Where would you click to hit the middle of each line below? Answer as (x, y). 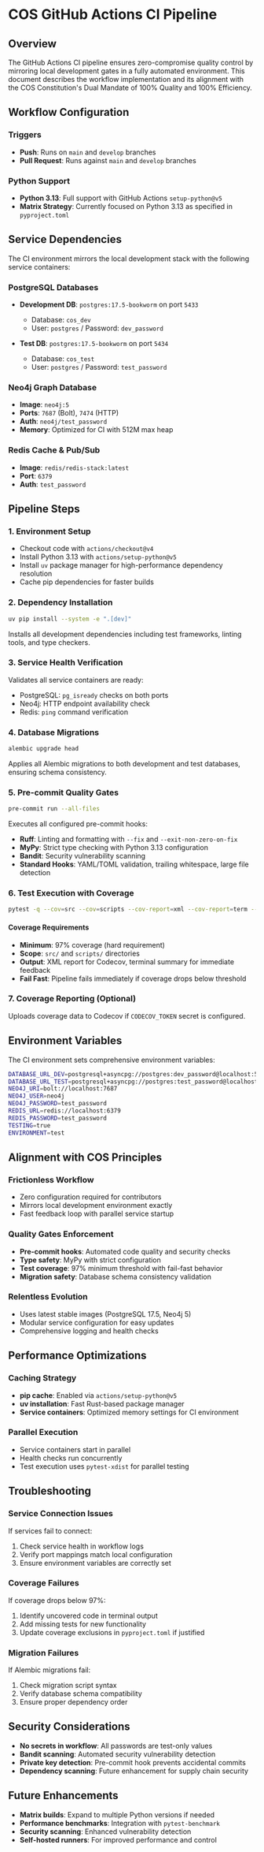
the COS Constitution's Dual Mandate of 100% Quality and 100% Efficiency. (130, 88)
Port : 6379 (36, 475)
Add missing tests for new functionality (83, 1624)
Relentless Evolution (48, 1297)
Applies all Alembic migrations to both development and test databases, (125, 764)
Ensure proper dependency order (73, 1702)
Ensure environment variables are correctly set (95, 1563)
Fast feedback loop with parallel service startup (97, 1214)
